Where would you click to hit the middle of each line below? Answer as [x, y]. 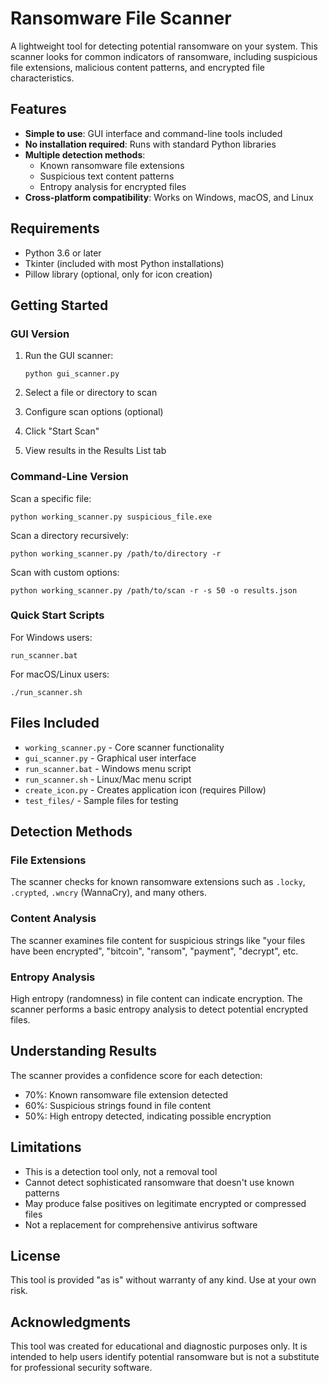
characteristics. [42, 78]
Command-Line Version [69, 477]
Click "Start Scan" [62, 431]
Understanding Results [83, 1051]
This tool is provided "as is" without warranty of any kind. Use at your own [163, 1280]
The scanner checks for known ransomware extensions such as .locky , [158, 882]
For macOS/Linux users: [60, 674]
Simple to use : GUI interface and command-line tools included [153, 133]
